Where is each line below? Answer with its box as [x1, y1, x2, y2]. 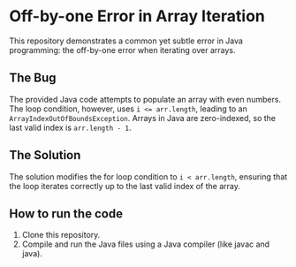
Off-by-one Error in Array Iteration [9, 6, 265, 27]
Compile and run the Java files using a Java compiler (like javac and [21, 239, 270, 249]
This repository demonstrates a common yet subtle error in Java [9, 35, 243, 46]
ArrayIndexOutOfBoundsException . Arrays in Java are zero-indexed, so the [9, 112, 277, 123]
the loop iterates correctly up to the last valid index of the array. [9, 180, 240, 191]
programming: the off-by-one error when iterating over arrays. [9, 44, 236, 55]
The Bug [9, 71, 57, 86]
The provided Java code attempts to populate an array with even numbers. [9, 94, 281, 104]
